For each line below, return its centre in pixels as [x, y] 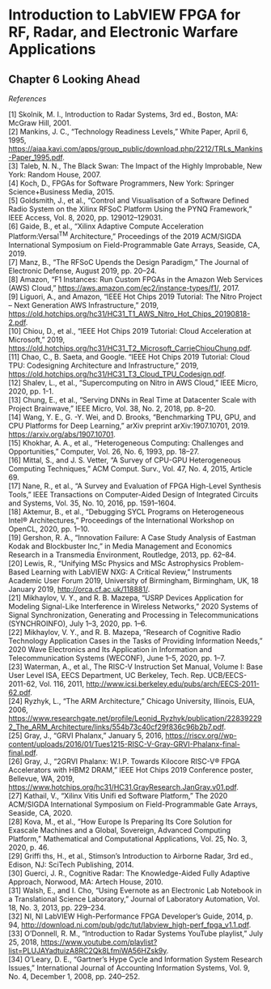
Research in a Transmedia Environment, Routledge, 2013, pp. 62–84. [122, 554]
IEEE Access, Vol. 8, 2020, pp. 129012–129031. [86, 217]
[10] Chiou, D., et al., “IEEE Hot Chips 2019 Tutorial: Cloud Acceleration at [130, 330]
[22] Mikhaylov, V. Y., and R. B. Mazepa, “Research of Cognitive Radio [125, 632]
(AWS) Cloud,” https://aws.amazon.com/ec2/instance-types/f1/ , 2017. [124, 288]
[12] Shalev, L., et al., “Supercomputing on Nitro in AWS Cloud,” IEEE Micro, [133, 382]
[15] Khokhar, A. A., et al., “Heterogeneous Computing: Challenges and [126, 442]
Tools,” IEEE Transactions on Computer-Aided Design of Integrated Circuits [133, 494]
